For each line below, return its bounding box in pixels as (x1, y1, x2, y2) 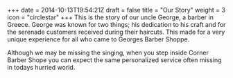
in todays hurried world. (7, 64, 76, 71)
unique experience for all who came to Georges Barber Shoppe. (7, 35, 190, 43)
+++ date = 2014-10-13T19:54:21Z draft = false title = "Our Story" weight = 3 (7, 6, 225, 14)
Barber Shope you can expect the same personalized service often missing (7, 56, 222, 64)
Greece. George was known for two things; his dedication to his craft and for (7, 21, 226, 28)
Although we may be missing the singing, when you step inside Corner (7, 48, 209, 57)
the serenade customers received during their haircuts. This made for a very (7, 28, 225, 36)
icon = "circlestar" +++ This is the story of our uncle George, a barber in (7, 13, 214, 21)
